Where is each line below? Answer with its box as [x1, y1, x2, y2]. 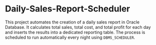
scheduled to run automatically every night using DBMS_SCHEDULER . [5, 34, 136, 40]
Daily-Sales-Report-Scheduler [5, 3, 130, 14]
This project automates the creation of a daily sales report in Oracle [5, 19, 140, 25]
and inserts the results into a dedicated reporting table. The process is [5, 29, 145, 35]
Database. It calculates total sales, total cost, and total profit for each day [5, 24, 151, 30]
